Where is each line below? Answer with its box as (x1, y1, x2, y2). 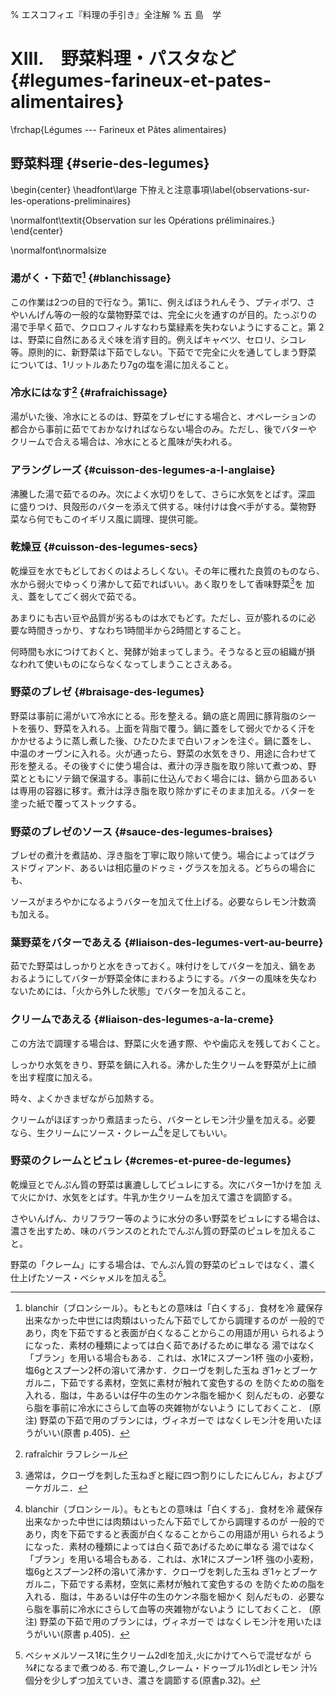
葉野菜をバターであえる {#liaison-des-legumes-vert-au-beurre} (10, 936, 324, 950)
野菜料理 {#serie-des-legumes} (10, 155, 210, 172)
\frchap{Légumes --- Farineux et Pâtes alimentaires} (10, 123, 227, 135)
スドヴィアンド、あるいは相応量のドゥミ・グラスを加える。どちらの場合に (10, 862, 317, 874)
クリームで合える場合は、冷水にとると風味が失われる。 (10, 436, 238, 448)
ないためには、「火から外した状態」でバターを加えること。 (10, 985, 252, 997)
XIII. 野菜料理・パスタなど (10, 48, 237, 70)
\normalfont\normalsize (10, 244, 107, 256)
